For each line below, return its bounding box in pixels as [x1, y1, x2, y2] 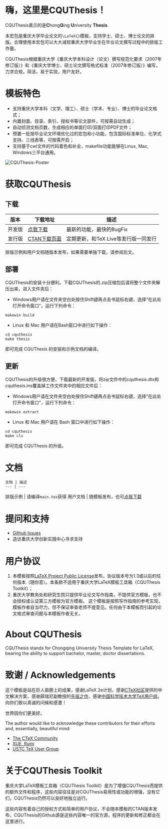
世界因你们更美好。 [5, 710, 45, 716]
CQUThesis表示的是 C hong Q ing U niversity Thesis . [5, 22, 109, 28]
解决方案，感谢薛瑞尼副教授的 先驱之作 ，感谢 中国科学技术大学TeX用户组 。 [9, 693, 162, 700]
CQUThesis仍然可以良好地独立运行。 [13, 795, 90, 801]
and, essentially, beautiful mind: [5, 726, 71, 732]
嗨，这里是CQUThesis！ [5, 5, 106, 16]
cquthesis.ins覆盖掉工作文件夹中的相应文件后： [5, 382, 103, 389]
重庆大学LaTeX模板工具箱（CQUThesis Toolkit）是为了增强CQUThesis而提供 [5, 783, 163, 789]
